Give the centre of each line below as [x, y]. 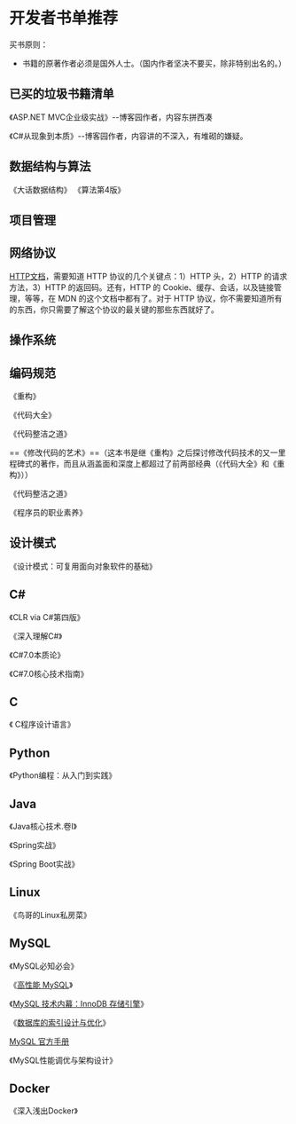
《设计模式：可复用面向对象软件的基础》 [83, 566]
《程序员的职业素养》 [48, 512]
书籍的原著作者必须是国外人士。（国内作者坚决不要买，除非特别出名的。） [154, 63]
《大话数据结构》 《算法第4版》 [67, 189]
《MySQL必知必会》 [44, 966]
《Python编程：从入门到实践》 [63, 775]
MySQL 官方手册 [39, 1041]
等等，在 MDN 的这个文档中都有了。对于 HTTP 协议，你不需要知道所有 [153, 298]
